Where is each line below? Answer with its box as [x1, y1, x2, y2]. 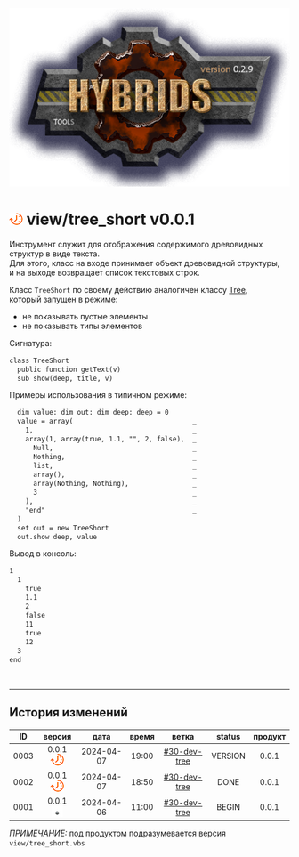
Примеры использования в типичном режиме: [9, 389, 187, 400]
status [216, 732, 241, 742]
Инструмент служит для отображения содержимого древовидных [9, 239, 263, 249]
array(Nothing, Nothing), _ [32, 479, 198, 488]
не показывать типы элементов [21, 320, 143, 331]
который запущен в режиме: [9, 294, 118, 304]
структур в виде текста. [9, 248, 101, 259]
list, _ [32, 461, 198, 470]
